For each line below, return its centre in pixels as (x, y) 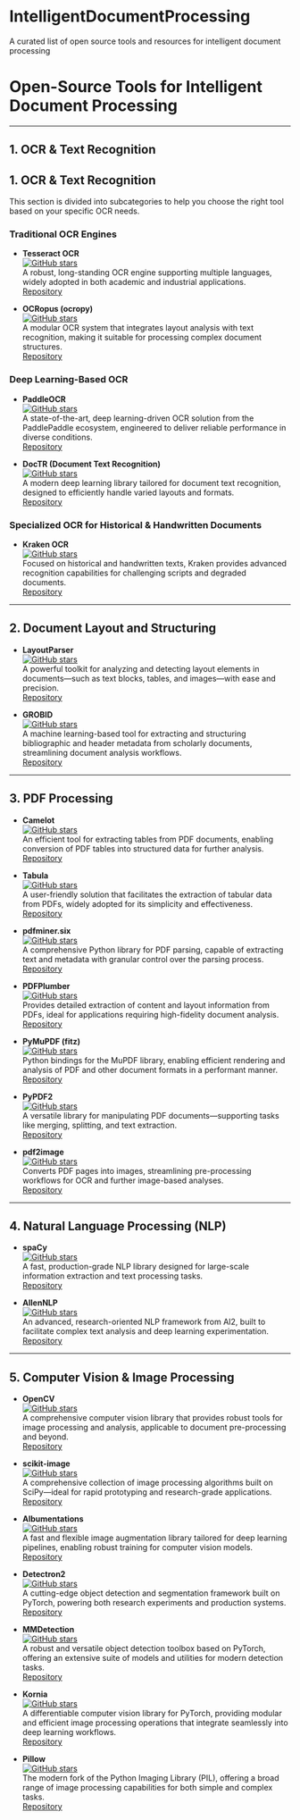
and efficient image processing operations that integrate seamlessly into (155, 1723)
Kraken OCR (46, 544)
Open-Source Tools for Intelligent (136, 87)
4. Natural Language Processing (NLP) (118, 1226)
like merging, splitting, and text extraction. (99, 1125)
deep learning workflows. (69, 1732)
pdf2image (43, 1152)
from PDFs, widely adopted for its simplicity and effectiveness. (137, 903)
